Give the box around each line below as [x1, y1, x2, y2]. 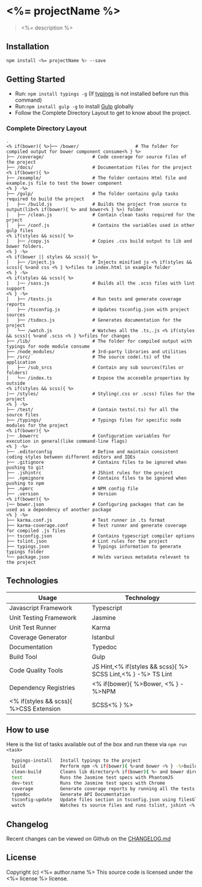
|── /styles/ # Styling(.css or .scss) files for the [6, 391, 195, 397]
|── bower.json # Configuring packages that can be [6, 501, 185, 507]
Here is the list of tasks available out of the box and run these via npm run [6, 741, 188, 748]
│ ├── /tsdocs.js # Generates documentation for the [6, 317, 182, 323]
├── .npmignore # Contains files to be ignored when [6, 475, 187, 481]
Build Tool [9, 652, 37, 661]
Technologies [6, 576, 59, 586]
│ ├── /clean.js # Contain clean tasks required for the [6, 212, 195, 218]
